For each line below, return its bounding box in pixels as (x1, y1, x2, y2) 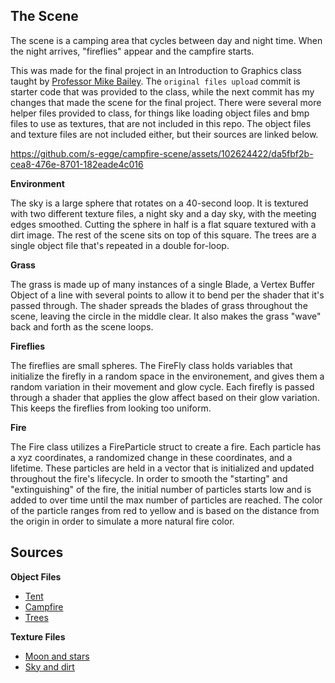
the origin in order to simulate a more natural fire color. (10, 515, 235, 527)
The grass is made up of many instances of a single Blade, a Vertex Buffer (10, 278, 316, 290)
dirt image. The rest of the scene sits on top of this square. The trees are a (10, 229, 317, 241)
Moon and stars (24, 650, 90, 662)
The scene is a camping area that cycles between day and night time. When (10, 34, 323, 46)
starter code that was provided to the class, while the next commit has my (10, 85, 315, 98)
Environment (10, 177, 65, 189)
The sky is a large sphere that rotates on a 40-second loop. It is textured (10, 197, 309, 209)
